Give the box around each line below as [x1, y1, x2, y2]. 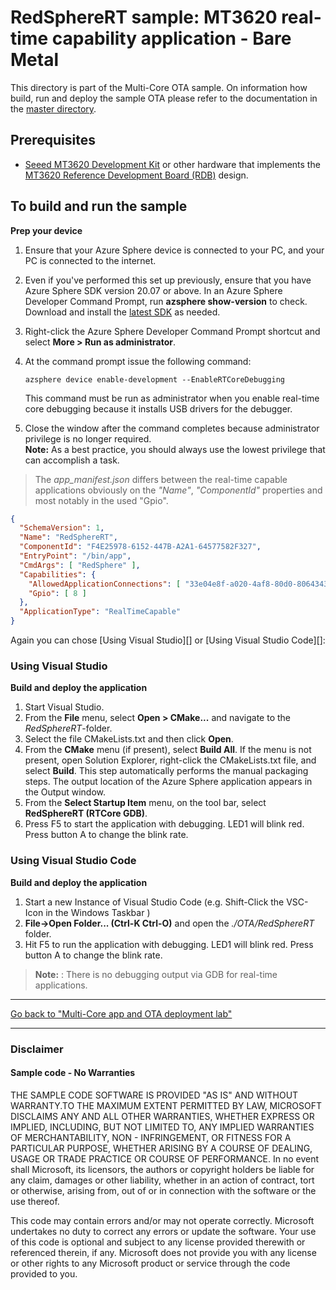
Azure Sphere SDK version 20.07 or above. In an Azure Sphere [24, 284, 283, 296]
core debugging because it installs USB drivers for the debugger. [24, 402, 293, 415]
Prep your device [10, 224, 83, 236]
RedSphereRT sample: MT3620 [10, 6, 278, 29]
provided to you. [10, 1267, 78, 1280]
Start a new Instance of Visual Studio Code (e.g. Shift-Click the [24, 896, 285, 908]
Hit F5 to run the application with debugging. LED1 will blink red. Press [24, 938, 314, 950]
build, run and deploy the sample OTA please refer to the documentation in [10, 92, 318, 104]
